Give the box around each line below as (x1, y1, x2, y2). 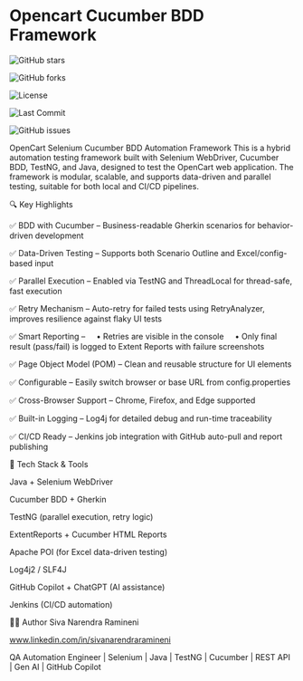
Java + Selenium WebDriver (9, 476, 114, 487)
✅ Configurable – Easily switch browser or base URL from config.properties (9, 377, 291, 388)
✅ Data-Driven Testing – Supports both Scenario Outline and (9, 247, 235, 258)
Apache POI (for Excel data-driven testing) (9, 546, 168, 557)
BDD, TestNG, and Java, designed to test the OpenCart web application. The (9, 161, 294, 172)
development (34, 230, 84, 241)
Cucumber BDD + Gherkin (9, 494, 107, 504)
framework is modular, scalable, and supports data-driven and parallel (9, 171, 271, 182)
